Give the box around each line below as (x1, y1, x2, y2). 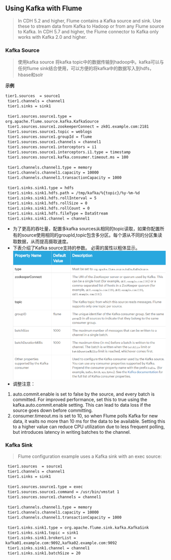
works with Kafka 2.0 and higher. (17, 34, 88, 40)
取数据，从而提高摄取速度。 (12, 239, 71, 245)
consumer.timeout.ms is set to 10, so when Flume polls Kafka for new (12, 412, 158, 418)
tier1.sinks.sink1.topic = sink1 (7, 530, 79, 535)
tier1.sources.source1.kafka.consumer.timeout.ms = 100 (7, 155, 129, 160)
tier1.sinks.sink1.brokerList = (7, 535, 76, 541)
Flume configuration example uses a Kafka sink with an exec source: (17, 453, 162, 459)
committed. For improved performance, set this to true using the (12, 396, 148, 403)
